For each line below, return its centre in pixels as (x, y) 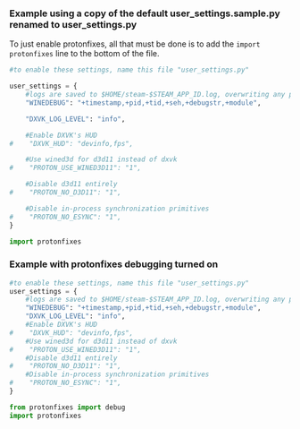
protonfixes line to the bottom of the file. (84, 54)
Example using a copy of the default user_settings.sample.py (145, 13)
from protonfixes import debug (67, 407)
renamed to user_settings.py (73, 24)
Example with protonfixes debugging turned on (114, 264)
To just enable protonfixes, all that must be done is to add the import (135, 44)
